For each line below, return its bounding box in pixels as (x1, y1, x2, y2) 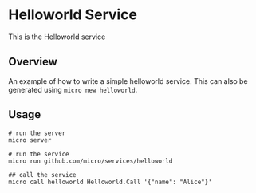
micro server (8, 136, 52, 144)
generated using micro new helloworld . (8, 85, 138, 94)
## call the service (8, 171, 77, 179)
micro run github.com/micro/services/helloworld (8, 157, 173, 165)
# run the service (8, 150, 69, 158)
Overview (8, 55, 58, 69)
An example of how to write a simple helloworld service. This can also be (8, 76, 249, 85)
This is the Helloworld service (8, 32, 106, 41)
